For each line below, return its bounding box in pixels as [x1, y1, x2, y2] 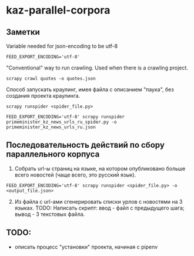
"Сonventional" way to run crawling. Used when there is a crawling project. [6, 64, 188, 71]
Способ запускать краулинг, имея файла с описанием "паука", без [6, 86, 175, 93]
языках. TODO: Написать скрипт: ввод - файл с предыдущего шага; [14, 204, 185, 211]
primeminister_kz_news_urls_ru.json [6, 124, 96, 130]
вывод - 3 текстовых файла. [14, 210, 85, 218]
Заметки [6, 27, 40, 37]
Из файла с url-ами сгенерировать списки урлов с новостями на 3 [14, 198, 183, 205]
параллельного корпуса [6, 149, 100, 159]
